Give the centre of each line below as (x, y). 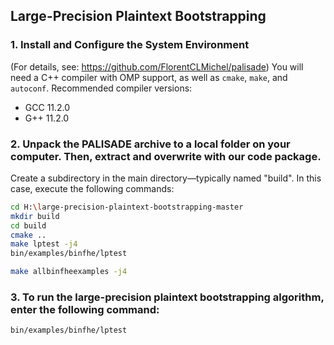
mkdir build (35, 216)
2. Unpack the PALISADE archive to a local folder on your (150, 144)
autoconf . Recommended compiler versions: (101, 88)
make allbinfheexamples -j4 (69, 272)
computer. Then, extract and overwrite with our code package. (166, 156)
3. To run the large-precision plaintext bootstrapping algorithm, (167, 297)
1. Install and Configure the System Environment (130, 45)
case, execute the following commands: (92, 188)
